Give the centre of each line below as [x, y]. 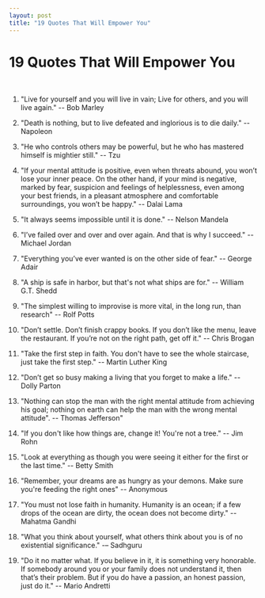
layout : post [30, 15]
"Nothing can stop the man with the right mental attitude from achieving [138, 402]
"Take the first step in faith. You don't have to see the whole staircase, [135, 354]
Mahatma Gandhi [48, 522]
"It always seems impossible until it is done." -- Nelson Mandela [124, 219]
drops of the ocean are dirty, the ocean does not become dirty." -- [129, 513]
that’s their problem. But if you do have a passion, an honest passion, [133, 577]
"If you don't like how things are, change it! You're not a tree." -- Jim [132, 433]
